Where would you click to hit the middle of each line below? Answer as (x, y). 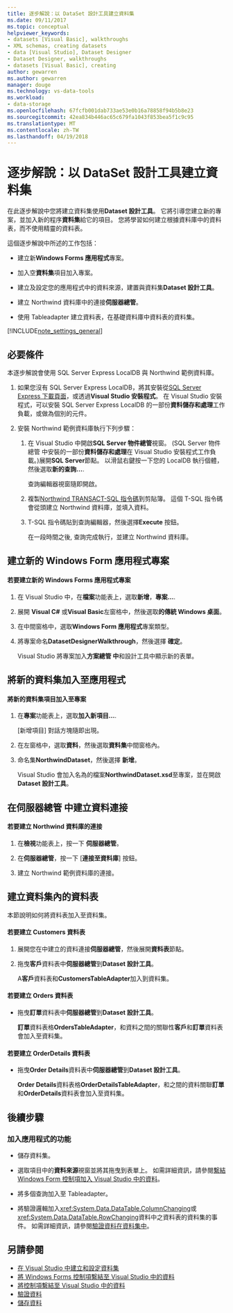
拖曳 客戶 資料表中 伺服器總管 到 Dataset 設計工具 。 (87, 963)
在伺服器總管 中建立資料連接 (68, 807)
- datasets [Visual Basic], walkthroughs (68, 40)
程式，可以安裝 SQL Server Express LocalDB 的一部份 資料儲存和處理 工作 (121, 405)
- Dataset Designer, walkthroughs (57, 59)
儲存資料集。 (35, 1155)
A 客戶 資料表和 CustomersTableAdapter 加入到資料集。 (95, 978)
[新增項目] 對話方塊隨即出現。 (60, 730)
